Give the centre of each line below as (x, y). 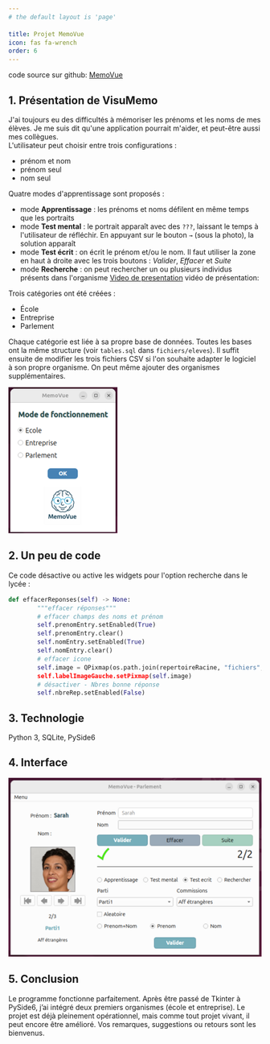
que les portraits (47, 217)
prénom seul (41, 169)
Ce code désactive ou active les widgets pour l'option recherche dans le (128, 575)
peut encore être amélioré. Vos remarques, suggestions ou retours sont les (132, 1024)
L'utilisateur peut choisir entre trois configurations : (92, 145)
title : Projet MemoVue (46, 34)
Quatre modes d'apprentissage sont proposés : (86, 193)
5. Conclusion (43, 979)
